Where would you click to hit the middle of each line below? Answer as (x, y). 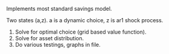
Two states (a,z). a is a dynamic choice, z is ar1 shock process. (85, 20)
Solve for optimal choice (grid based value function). (81, 32)
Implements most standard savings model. (59, 9)
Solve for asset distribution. (49, 38)
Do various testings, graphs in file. (58, 45)
